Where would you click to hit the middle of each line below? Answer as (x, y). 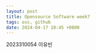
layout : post (22, 11)
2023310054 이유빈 (29, 44)
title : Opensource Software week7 (48, 17)
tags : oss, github (28, 22)
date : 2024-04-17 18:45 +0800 (43, 27)
